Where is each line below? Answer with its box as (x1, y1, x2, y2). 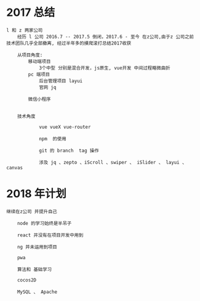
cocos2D (17, 277, 36, 283)
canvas (6, 165, 23, 171)
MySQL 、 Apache (17, 289, 58, 295)
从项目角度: (17, 52, 43, 58)
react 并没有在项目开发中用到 (17, 232, 84, 238)
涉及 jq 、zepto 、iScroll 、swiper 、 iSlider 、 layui (38, 159, 180, 165)
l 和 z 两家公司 (6, 27, 43, 34)
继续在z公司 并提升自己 (6, 208, 58, 214)
